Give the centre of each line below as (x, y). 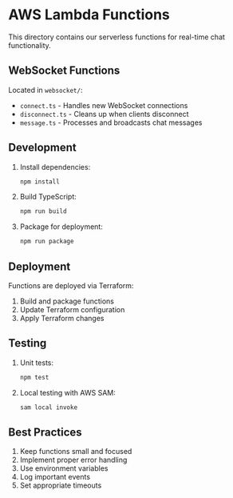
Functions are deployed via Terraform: (71, 285)
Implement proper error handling (73, 460)
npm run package (47, 242)
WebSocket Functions (64, 71)
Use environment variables (64, 468)
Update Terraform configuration (72, 309)
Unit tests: (37, 363)
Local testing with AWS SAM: (67, 392)
